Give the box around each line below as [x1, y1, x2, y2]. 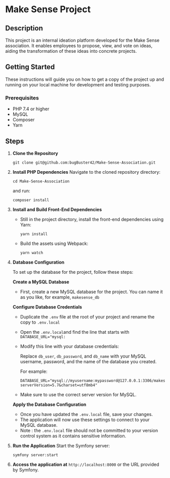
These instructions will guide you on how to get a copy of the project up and [5, 76, 164, 82]
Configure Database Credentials [12, 304, 82, 310]
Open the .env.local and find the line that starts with [20, 329, 130, 335]
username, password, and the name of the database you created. [20, 358, 157, 364]
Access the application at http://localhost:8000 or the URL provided [12, 461, 159, 467]
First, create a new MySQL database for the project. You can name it [20, 289, 163, 295]
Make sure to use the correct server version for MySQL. [20, 391, 137, 397]
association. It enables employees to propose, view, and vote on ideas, [5, 43, 153, 49]
